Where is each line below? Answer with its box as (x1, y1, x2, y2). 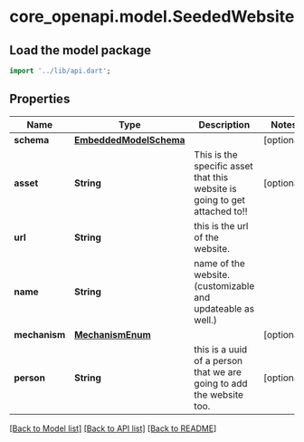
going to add (194, 377, 248, 389)
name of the (194, 256, 246, 269)
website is (194, 182, 237, 195)
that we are (194, 365, 242, 378)
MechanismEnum (73, 328, 151, 341)
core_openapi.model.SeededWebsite (9, 6, 295, 27)
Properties (9, 91, 71, 107)
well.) (194, 313, 217, 326)
